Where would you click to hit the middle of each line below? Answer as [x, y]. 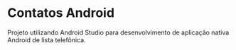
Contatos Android [61, 13]
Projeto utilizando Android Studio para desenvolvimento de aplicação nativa [118, 32]
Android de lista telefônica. [47, 39]
